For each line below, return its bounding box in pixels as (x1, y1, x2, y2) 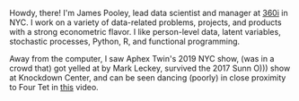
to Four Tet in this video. (9, 82, 99, 92)
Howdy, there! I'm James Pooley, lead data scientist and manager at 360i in (9, 8, 289, 18)
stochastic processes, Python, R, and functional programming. (9, 36, 241, 46)
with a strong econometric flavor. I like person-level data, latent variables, (9, 27, 281, 37)
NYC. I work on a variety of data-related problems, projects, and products (9, 17, 282, 28)
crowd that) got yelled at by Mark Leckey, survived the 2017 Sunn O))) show (9, 63, 291, 73)
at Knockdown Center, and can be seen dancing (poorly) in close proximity (9, 72, 286, 83)
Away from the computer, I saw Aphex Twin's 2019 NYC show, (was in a (9, 54, 275, 63)
